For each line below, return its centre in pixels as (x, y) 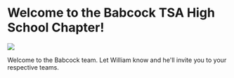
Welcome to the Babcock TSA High (111, 13)
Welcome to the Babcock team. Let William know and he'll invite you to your (117, 60)
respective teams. (33, 67)
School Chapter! (56, 28)
